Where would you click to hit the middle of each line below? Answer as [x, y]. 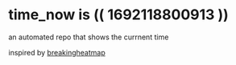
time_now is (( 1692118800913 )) [119, 15]
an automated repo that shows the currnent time [89, 37]
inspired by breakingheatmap [57, 52]
